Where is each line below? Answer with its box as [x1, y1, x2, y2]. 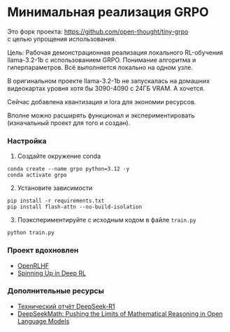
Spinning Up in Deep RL [17, 268, 86, 277]
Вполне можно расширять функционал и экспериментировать [7, 111, 195, 120]
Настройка [7, 136, 47, 145]
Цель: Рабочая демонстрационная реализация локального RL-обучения [7, 48, 224, 57]
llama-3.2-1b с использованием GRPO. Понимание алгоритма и [7, 55, 196, 64]
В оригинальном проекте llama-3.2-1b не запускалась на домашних [7, 76, 210, 85]
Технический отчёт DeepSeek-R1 [17, 302, 115, 310]
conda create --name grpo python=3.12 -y [7, 166, 130, 173]
